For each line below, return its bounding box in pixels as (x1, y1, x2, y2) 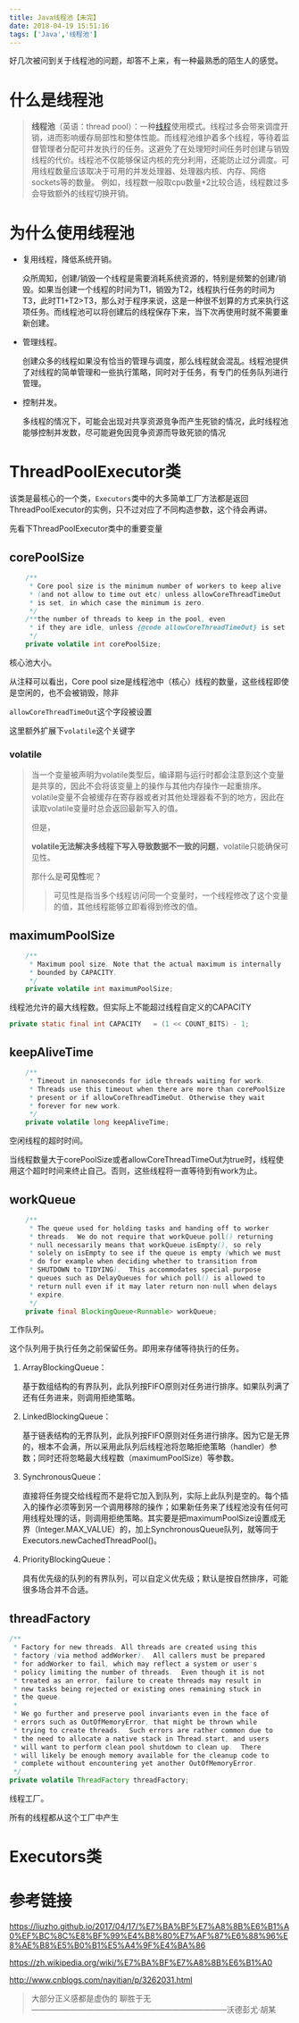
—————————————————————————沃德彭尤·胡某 (30, 2004, 277, 2015)
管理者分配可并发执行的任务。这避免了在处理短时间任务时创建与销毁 (38, 144, 290, 155)
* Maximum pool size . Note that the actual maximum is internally (29, 960, 281, 969)
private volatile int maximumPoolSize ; (25, 985, 174, 994)
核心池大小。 (9, 657, 56, 667)
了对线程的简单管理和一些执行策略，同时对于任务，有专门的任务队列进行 (21, 367, 288, 378)
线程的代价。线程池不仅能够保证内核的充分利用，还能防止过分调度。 (30, 155, 282, 165)
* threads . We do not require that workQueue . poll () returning (29, 1232, 274, 1241)
